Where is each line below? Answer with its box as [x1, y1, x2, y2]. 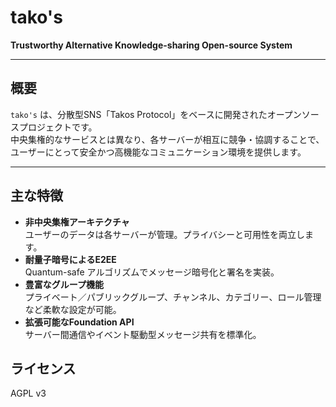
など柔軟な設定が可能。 [24, 303, 122, 315]
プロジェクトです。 [18, 121, 98, 133]
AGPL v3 [10, 387, 47, 400]
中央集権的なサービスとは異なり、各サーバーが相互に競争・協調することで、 [10, 133, 325, 145]
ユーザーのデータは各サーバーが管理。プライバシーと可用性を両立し [24, 228, 306, 240]
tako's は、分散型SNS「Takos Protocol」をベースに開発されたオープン [10, 108, 302, 120]
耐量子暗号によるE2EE [24, 253, 117, 265]
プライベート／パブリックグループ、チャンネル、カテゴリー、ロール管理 [24, 291, 322, 303]
